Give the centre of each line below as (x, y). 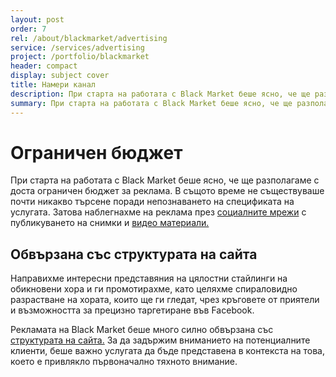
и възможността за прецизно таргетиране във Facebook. (132, 310)
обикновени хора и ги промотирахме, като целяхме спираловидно (154, 289)
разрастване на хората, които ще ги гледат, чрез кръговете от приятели (165, 300)
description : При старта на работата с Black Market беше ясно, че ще (160, 94)
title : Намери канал (53, 85)
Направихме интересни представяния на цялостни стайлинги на (149, 278)
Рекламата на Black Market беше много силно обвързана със (142, 330)
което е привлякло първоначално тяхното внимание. (124, 362)
